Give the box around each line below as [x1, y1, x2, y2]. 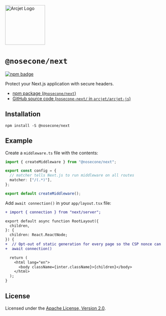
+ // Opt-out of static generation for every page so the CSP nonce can [5, 242, 162, 247]
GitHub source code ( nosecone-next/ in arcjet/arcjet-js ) [12, 95, 131, 101]
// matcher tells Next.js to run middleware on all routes [9, 173, 135, 178]
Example [5, 136, 33, 145]
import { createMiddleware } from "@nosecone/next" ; [5, 159, 117, 164]
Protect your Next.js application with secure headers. [5, 80, 114, 86]
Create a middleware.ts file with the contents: [5, 150, 98, 156]
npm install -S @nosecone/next [5, 123, 70, 128]
